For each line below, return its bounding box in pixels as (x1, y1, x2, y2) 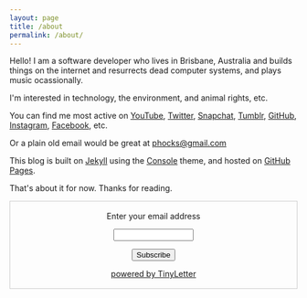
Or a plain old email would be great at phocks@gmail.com (9, 138, 227, 149)
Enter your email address (106, 211, 201, 222)
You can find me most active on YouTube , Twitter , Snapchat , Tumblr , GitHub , (9, 111, 297, 122)
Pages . (9, 165, 36, 176)
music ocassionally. (9, 75, 84, 86)
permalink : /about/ (9, 30, 84, 39)
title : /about (9, 22, 64, 31)
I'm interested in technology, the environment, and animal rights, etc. (9, 92, 268, 103)
